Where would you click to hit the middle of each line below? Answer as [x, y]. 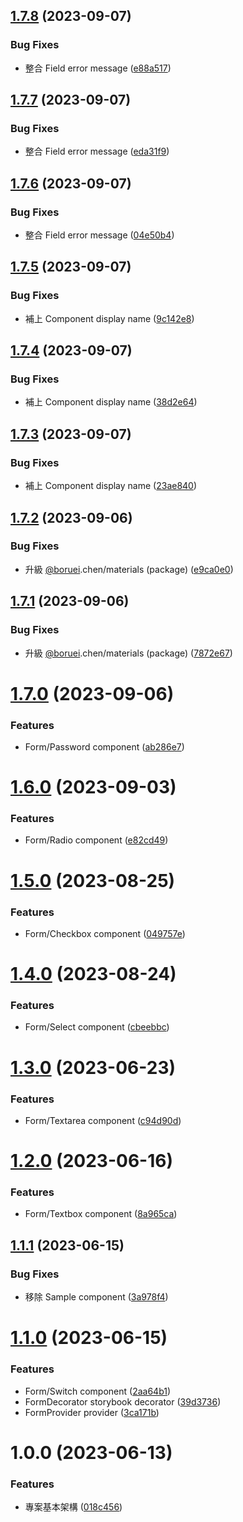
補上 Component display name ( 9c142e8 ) [109, 318]
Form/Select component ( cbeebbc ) [97, 1027]
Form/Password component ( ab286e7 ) [104, 746]
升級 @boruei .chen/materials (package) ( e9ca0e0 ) [129, 569]
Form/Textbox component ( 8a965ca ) [101, 1214]
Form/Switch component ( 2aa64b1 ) [98, 1391]
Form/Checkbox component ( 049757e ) [105, 933]
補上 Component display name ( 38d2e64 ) [111, 402]
